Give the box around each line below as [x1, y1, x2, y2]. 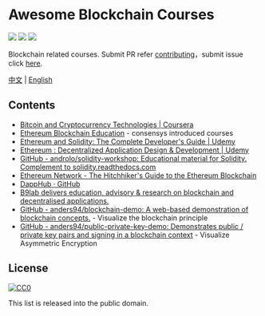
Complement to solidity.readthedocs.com [19, 162, 156, 172]
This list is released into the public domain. [8, 298, 149, 308]
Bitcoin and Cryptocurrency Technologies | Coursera [19, 120, 194, 129]
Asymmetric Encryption [19, 238, 97, 248]
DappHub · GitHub [19, 179, 81, 188]
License [8, 262, 49, 275]
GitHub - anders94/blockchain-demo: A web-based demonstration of [19, 204, 249, 214]
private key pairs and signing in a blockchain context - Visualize [19, 230, 230, 239]
